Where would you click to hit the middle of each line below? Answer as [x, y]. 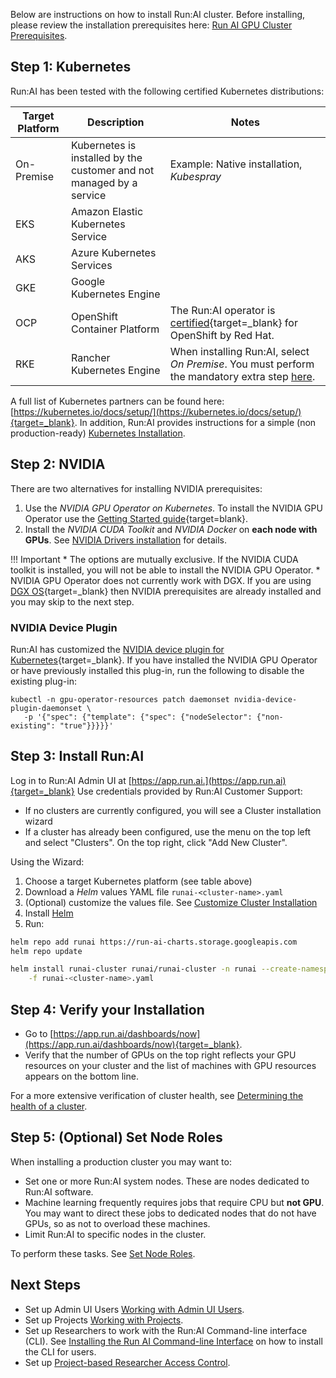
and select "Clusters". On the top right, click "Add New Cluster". [156, 842]
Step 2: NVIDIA [58, 464]
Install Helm [49, 913]
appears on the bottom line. [81, 1076]
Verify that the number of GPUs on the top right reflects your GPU [160, 1055]
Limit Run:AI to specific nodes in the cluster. [115, 1234]
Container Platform [115, 329]
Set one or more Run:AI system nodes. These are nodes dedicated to [167, 1181]
